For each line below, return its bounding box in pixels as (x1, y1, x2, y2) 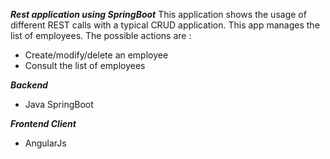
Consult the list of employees (24, 60, 146, 71)
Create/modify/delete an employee (24, 49, 169, 61)
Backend (10, 79, 48, 91)
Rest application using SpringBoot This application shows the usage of (10, 9, 307, 20)
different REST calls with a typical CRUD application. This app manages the (10, 19, 320, 31)
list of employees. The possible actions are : (10, 30, 192, 41)
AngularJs (24, 137, 67, 149)
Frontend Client (10, 118, 77, 129)
